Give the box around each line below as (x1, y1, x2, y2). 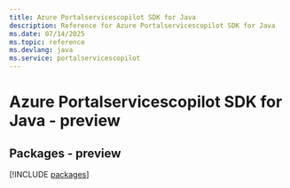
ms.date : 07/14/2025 (9, 29, 86, 38)
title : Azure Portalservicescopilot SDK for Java (9, 12, 197, 22)
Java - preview (9, 111, 121, 131)
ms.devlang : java (9, 46, 74, 55)
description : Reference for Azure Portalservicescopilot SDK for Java (9, 21, 276, 30)
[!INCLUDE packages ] (9, 169, 90, 179)
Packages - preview (9, 146, 121, 161)
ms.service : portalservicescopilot (9, 54, 141, 63)
